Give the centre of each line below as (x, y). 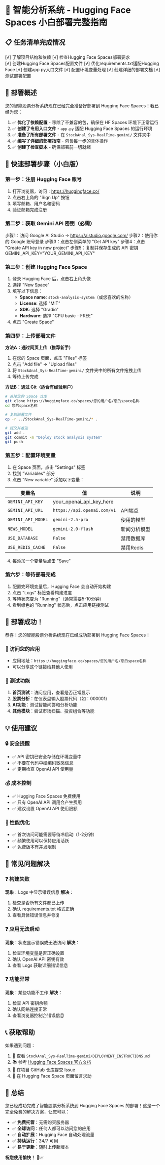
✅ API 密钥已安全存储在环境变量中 (47, 756)
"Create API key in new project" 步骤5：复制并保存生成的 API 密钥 (72, 248)
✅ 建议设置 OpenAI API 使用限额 (45, 809)
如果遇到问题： (20, 1045)
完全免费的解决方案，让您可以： (37, 1112)
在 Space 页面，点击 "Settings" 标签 (49, 467)
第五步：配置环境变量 (30, 456)
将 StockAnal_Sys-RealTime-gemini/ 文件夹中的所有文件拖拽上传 (77, 371)
